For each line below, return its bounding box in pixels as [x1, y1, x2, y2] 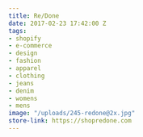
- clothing [8, 72, 45, 80]
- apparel [8, 64, 42, 73]
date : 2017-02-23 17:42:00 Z [8, 19, 107, 27]
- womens [8, 94, 38, 102]
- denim [8, 86, 35, 95]
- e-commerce [8, 42, 53, 50]
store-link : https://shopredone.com [8, 117, 132, 125]
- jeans [8, 79, 35, 87]
